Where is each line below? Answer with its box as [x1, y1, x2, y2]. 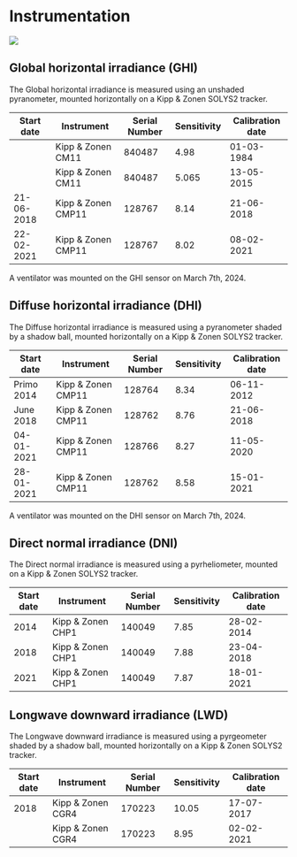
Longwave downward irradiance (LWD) [9, 708, 229, 723]
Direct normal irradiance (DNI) [9, 535, 179, 550]
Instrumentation [9, 6, 131, 27]
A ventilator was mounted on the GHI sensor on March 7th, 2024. [9, 272, 247, 283]
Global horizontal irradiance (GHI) [9, 60, 199, 76]
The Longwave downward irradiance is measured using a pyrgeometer [9, 731, 267, 742]
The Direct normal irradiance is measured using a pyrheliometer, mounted [9, 559, 278, 570]
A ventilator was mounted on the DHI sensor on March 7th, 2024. [9, 510, 246, 521]
